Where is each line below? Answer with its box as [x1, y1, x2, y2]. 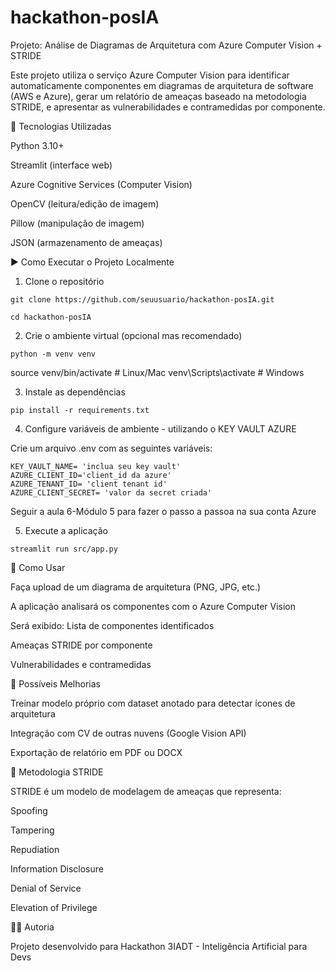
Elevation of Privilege [10, 901, 98, 913]
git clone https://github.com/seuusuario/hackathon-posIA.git [10, 294, 275, 305]
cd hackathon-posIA [10, 312, 92, 322]
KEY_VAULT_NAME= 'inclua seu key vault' [10, 461, 182, 471]
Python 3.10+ [10, 139, 65, 151]
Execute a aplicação [24, 524, 108, 536]
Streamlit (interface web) [10, 159, 113, 171]
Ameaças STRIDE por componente [10, 639, 153, 651]
